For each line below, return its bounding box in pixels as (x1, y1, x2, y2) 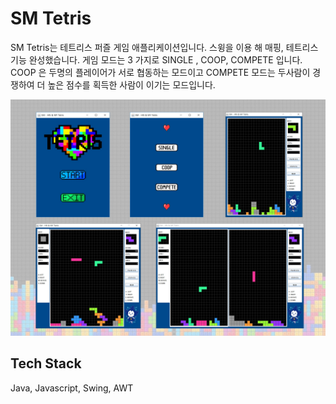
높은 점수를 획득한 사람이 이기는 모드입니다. (47, 78, 216, 91)
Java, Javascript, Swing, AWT (10, 382, 134, 394)
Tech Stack (10, 355, 82, 372)
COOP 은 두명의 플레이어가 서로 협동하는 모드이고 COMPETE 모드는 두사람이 (10, 66, 311, 78)
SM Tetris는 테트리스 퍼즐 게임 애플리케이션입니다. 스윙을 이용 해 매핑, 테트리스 (10, 41, 319, 53)
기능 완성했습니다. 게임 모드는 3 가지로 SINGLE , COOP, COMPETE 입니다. (10, 53, 303, 66)
